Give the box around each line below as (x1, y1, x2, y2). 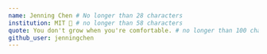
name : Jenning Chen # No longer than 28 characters (8, 11, 183, 20)
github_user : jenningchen (8, 33, 94, 42)
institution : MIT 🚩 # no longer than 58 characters (8, 19, 183, 27)
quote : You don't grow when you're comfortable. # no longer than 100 (8, 26, 247, 34)
